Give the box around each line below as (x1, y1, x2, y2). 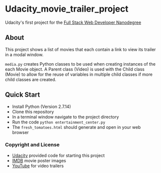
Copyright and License (5, 141, 60, 148)
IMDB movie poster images (12, 157, 66, 163)
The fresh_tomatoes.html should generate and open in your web (12, 124, 141, 130)
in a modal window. (5, 52, 44, 57)
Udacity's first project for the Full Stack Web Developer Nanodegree (5, 19, 142, 25)
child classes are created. (5, 76, 57, 82)
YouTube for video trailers (12, 163, 64, 169)
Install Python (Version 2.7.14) (12, 104, 71, 109)
